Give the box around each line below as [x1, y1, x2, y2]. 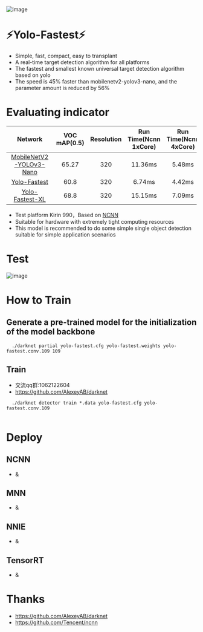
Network [17, 135, 43, 143]
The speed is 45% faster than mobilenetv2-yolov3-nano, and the [14, 77, 177, 85]
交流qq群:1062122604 [14, 381, 71, 388]
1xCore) [132, 142, 156, 151]
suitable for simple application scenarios [14, 230, 116, 238]
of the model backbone [6, 327, 95, 337]
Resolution [90, 135, 122, 143]
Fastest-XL [13, 195, 47, 203]
